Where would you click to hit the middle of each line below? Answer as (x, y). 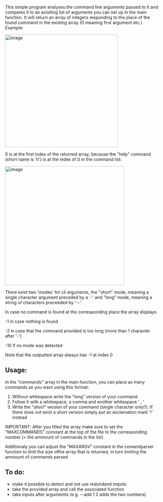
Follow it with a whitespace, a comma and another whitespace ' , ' (78, 402)
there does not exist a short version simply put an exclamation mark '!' (82, 412)
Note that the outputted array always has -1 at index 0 (59, 355)
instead (20, 417)
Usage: (16, 370)
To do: (15, 472)
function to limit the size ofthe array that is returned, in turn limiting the (76, 452)
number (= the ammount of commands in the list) (54, 437)
